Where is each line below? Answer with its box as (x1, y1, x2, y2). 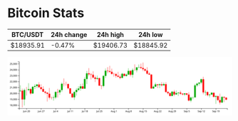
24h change (51, 31, 88, 39)
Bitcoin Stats (7, 5, 85, 21)
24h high (96, 31, 125, 39)
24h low (138, 31, 163, 39)
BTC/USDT (11, 31, 44, 39)
